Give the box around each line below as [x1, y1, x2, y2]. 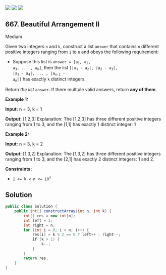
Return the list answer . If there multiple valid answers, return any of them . [5, 87, 157, 93]
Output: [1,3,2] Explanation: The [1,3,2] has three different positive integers [5, 151, 161, 157]
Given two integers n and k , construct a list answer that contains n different [5, 43, 159, 49]
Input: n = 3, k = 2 [5, 141, 43, 147]
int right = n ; [23, 223, 56, 228]
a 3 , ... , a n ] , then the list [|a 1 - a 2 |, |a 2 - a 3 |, [12, 65, 118, 71]
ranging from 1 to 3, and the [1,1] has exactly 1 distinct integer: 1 [5, 122, 136, 128]
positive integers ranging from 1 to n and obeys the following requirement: [5, 49, 159, 55]
